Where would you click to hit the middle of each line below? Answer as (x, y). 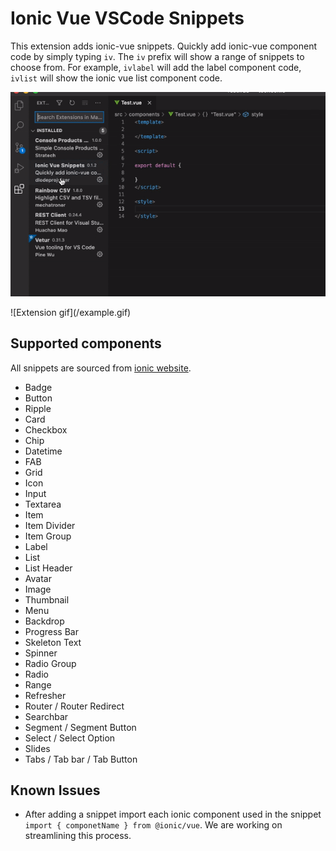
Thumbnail (47, 599)
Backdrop (44, 621)
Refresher (45, 695)
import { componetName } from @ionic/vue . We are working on (153, 825)
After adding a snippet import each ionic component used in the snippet (173, 814)
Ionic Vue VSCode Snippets (127, 18)
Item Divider (50, 525)
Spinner (41, 653)
